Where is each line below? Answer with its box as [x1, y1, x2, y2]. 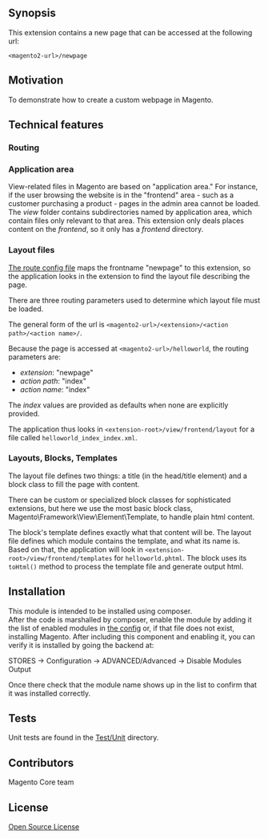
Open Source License [8, 822, 80, 832]
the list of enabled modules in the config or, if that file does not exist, [8, 623, 234, 633]
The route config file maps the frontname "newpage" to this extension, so [8, 262, 251, 272]
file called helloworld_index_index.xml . [8, 432, 138, 442]
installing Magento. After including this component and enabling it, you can [8, 631, 256, 641]
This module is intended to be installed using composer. [8, 606, 193, 616]
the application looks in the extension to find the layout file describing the [8, 271, 250, 281]
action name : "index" [19, 384, 90, 394]
